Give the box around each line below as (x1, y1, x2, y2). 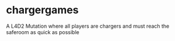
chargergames (6, 3, 79, 17)
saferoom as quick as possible (6, 28, 80, 35)
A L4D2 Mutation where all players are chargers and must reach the (6, 23, 170, 29)
